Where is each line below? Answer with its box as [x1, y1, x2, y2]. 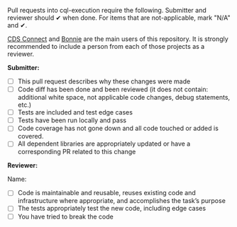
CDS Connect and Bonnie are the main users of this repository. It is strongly [7, 35, 228, 43]
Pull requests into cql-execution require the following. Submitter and [7, 6, 207, 14]
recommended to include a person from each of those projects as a [7, 42, 205, 50]
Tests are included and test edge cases [17, 108, 133, 117]
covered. [17, 132, 44, 141]
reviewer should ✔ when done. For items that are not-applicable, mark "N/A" [7, 13, 231, 22]
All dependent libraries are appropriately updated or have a [17, 139, 191, 148]
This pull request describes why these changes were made [17, 77, 191, 86]
